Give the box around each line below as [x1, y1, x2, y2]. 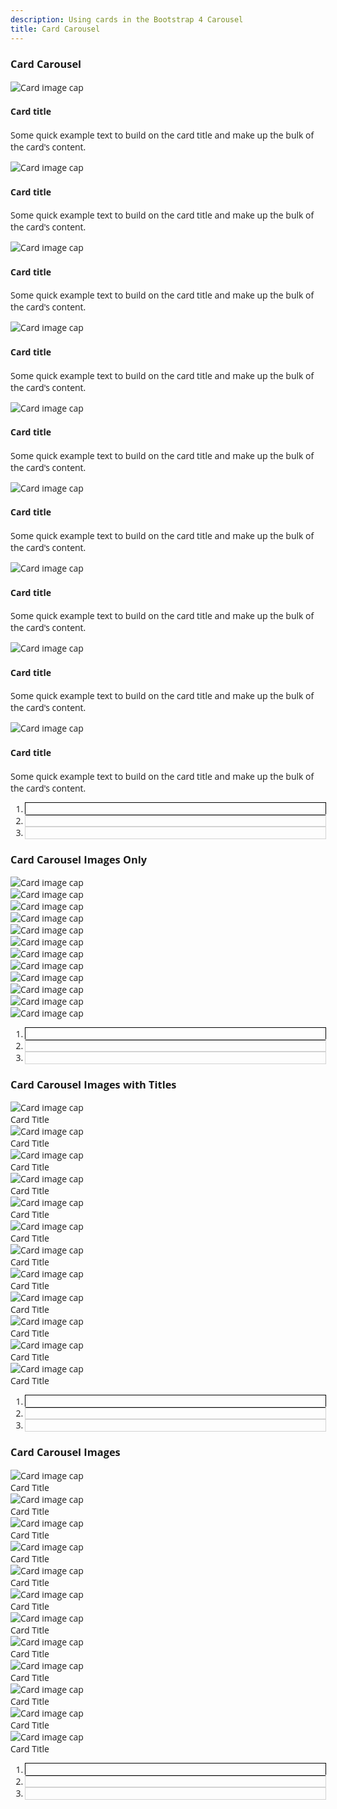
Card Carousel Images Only [10, 852, 148, 867]
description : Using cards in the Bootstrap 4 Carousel [10, 14, 244, 25]
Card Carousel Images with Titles [10, 1077, 177, 1092]
